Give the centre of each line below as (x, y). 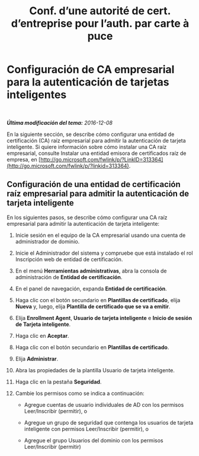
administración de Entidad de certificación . (69, 277)
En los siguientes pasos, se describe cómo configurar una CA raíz (87, 217)
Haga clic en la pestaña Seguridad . (58, 382)
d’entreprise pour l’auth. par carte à (100, 23)
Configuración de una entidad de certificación (94, 184)
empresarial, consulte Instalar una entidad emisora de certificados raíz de (97, 153)
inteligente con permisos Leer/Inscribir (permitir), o (86, 429)
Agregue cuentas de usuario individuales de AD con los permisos (104, 404)
